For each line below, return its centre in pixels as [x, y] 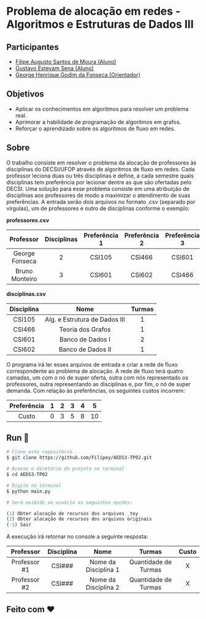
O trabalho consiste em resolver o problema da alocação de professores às [101, 162]
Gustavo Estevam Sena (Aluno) [54, 68]
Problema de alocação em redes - [93, 11]
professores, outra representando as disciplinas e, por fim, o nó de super [99, 384]
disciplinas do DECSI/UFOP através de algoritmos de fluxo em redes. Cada [101, 169]
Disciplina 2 [102, 588]
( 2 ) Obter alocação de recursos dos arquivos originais [79, 519]
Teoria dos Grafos [85, 329]
